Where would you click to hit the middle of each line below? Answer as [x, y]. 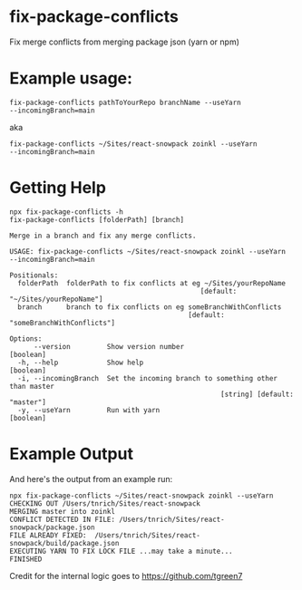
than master [32, 386]
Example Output [72, 454]
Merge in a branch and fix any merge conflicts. [103, 236]
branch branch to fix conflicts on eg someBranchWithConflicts [150, 307]
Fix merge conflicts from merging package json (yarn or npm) [125, 42]
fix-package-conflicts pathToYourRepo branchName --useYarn [126, 102]
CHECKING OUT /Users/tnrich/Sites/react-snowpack [105, 503]
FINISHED [26, 559]
